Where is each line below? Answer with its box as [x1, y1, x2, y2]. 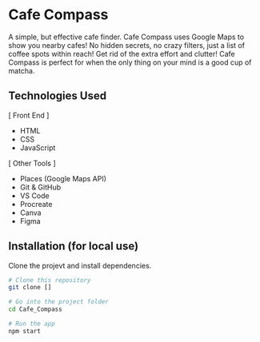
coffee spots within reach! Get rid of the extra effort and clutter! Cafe [8, 49, 235, 58]
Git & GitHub [19, 182, 62, 192]
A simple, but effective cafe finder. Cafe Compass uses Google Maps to [8, 32, 245, 42]
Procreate [19, 199, 53, 209]
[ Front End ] [8, 110, 50, 120]
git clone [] [8, 284, 52, 292]
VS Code [19, 190, 50, 201]
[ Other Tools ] [8, 158, 56, 168]
